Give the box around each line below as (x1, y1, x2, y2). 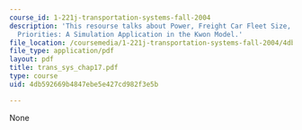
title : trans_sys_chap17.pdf (9, 64, 119, 73)
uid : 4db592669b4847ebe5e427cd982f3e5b (9, 80, 159, 89)
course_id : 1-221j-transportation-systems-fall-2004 (9, 13, 211, 22)
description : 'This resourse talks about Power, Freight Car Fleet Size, (9, 22, 292, 30)
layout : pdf (9, 55, 54, 64)
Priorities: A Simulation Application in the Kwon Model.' (17, 30, 244, 39)
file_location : (9, 38, 67, 48)
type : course (9, 72, 58, 81)
